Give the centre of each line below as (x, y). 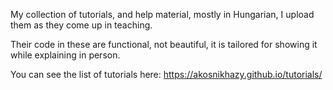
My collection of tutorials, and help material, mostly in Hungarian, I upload (162, 14)
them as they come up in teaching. (81, 25)
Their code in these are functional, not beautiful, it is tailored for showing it (164, 44)
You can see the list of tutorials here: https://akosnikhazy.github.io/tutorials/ (166, 74)
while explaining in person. (65, 55)
